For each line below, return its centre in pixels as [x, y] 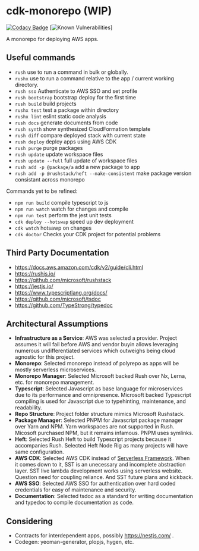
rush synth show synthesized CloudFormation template [83, 129]
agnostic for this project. [45, 357]
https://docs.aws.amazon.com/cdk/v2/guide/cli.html [79, 267]
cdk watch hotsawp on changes [53, 228]
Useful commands [41, 58]
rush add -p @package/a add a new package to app [78, 167]
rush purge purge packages [49, 148]
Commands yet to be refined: [42, 191]
